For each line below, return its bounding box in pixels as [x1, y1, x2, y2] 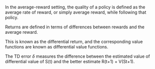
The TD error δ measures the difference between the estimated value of [5, 53, 150, 59]
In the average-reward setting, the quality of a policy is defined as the [5, 4, 146, 10]
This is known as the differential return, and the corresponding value [5, 39, 143, 45]
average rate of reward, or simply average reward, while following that [5, 9, 147, 15]
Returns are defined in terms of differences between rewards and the [5, 24, 145, 30]
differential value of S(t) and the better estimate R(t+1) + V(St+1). [5, 59, 135, 64]
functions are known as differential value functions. [5, 44, 109, 49]
